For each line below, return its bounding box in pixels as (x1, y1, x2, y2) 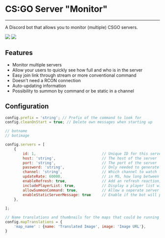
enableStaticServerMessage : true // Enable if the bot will (23, 192, 157, 197)
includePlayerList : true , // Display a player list (23, 183, 155, 188)
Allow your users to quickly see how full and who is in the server (12, 67, 143, 73)
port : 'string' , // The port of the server (23, 160, 157, 165)
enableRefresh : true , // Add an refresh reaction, (23, 178, 162, 184)
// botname (5, 129, 27, 134)
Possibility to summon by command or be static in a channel (12, 88, 134, 94)
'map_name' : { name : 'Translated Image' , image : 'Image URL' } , (14, 224, 146, 229)
